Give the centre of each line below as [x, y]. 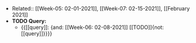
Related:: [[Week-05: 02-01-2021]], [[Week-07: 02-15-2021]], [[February [101, 9]
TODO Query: [29, 21]
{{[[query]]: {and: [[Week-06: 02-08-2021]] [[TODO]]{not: [92, 27]
